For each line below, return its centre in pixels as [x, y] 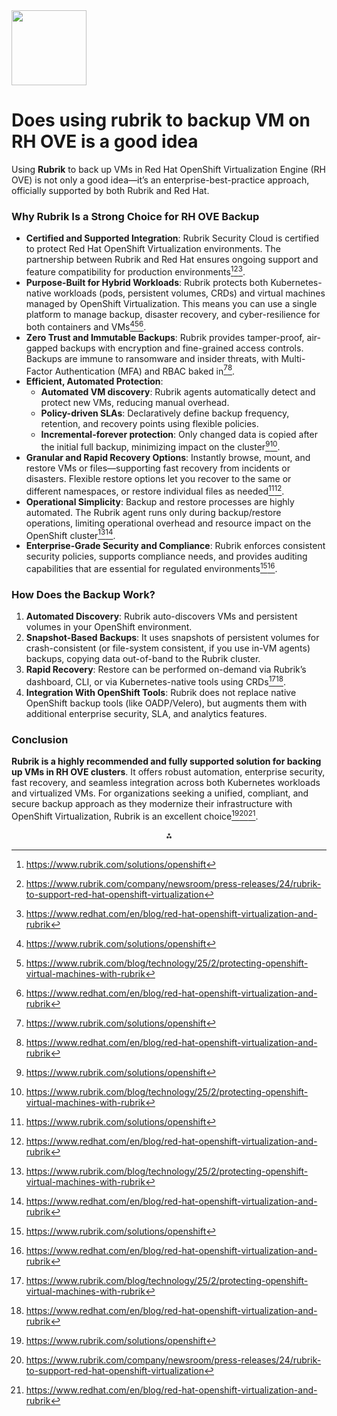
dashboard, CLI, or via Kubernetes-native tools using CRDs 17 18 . [155, 681]
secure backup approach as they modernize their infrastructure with [152, 804]
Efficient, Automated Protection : [94, 381]
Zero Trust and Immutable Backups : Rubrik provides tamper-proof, [165, 337]
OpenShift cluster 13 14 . [70, 534]
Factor [39, 371]
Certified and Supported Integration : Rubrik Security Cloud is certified [172, 238]
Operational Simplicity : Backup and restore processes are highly [160, 501]
